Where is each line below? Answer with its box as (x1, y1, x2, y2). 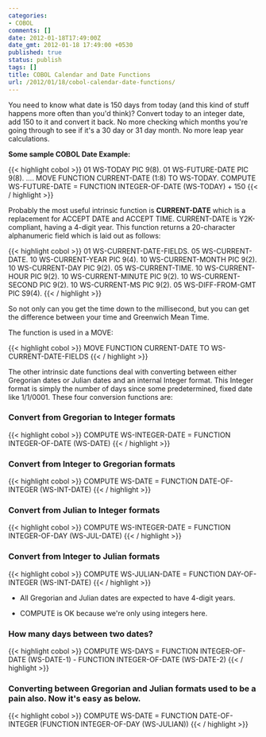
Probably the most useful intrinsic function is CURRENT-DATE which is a (8, 205, 246, 215)
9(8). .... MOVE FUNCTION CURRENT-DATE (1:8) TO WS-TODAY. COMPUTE (8, 173, 256, 183)
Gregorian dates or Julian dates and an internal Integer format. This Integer (8, 375, 254, 385)
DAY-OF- (227, 569, 256, 579)
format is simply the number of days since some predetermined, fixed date (8, 383, 253, 394)
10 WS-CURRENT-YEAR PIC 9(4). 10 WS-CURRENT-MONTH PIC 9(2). (29, 254, 257, 264)
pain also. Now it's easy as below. (8, 692, 141, 704)
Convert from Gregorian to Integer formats (8, 412, 176, 423)
